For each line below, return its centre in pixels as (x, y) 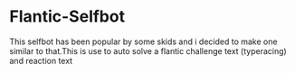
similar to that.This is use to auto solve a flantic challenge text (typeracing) (148, 50)
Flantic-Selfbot (67, 17)
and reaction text (41, 60)
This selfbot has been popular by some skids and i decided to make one (143, 41)
